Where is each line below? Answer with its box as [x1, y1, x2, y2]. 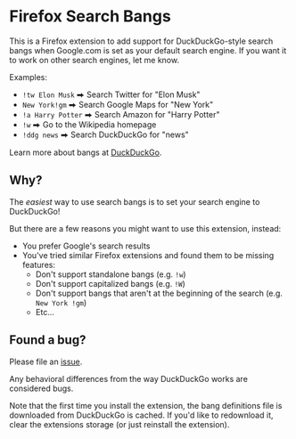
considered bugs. [9, 383, 74, 394]
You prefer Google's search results [21, 240, 151, 251]
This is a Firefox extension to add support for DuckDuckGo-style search [9, 36, 274, 46]
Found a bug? [9, 332, 86, 348]
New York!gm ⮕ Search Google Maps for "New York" [21, 99, 214, 110]
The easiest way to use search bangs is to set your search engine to [9, 196, 260, 207]
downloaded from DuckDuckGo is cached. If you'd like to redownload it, [9, 410, 274, 420]
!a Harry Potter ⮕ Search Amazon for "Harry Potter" [21, 109, 220, 119]
